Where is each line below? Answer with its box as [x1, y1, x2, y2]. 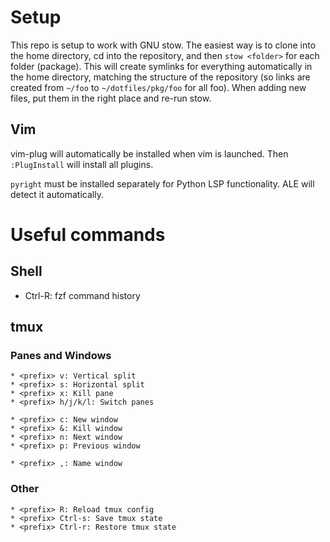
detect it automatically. [10, 188, 104, 200]
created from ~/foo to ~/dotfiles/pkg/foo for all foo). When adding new [10, 81, 307, 93]
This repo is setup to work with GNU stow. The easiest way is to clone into [10, 39, 317, 51]
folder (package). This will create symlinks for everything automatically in [10, 60, 313, 72]
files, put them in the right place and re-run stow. [10, 92, 212, 104]
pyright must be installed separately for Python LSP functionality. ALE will [10, 177, 315, 190]
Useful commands [10, 223, 166, 246]
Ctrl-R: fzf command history [24, 289, 141, 301]
